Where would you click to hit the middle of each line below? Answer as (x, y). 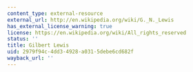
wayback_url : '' (30, 58)
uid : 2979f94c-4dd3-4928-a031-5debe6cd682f (71, 52)
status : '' (23, 39)
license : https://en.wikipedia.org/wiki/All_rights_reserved (97, 33)
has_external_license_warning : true (60, 26)
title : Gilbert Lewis (38, 45)
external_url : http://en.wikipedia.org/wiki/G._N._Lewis (91, 20)
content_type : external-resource (55, 13)
